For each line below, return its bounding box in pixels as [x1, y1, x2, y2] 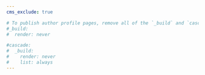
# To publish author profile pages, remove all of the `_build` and [6, 20, 184, 26]
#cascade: [6, 42, 32, 49]
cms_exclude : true [6, 9, 53, 15]
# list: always [6, 59, 53, 65]
